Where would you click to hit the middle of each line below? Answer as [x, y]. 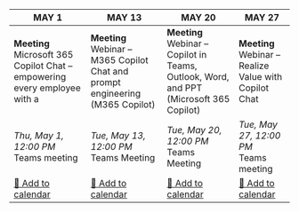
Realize [254, 66]
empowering [40, 77]
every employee [48, 88]
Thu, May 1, [39, 135]
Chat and [109, 71]
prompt [106, 82]
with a [26, 99]
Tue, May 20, [194, 130]
